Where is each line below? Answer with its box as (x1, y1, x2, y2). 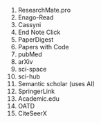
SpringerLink (17, 87, 55, 95)
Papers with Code (17, 43, 69, 51)
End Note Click (17, 28, 61, 36)
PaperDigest (17, 35, 54, 44)
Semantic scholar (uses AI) (17, 80, 95, 88)
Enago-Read (17, 13, 54, 22)
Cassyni (17, 21, 42, 28)
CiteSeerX (17, 109, 48, 117)
